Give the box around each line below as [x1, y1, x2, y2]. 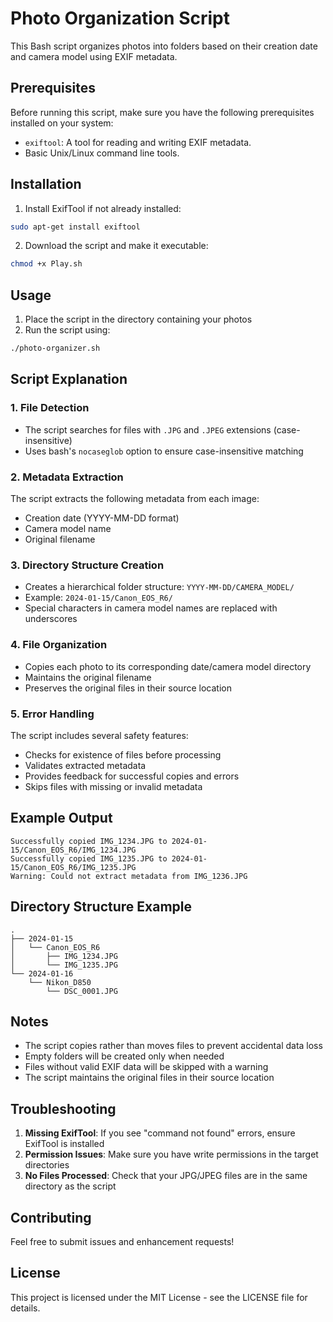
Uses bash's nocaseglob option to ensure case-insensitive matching [24, 445, 304, 457]
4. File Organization [10, 638, 108, 652]
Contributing [10, 1209, 92, 1226]
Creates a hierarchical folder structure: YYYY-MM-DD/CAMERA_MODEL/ [24, 581, 295, 593]
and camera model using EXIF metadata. [10, 50, 178, 62]
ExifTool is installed [24, 1138, 105, 1150]
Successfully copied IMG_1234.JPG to [10, 836, 168, 846]
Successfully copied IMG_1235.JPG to [10, 853, 168, 864]
